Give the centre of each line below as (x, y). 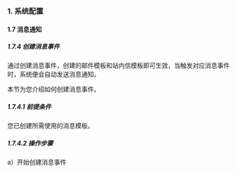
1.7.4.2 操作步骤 (30, 143)
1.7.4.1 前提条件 (29, 107)
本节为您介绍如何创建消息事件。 (54, 89)
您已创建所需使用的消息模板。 (50, 126)
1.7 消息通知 (25, 29)
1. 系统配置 (25, 11)
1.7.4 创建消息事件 (34, 46)
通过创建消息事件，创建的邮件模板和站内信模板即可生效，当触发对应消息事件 (119, 65)
